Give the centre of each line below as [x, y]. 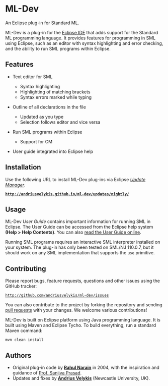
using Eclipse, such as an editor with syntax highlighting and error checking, [84, 43]
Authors [18, 355]
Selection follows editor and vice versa [60, 122]
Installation [23, 167]
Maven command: [24, 330]
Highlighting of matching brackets [55, 92]
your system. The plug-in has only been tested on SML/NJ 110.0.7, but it [79, 247]
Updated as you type [42, 117]
